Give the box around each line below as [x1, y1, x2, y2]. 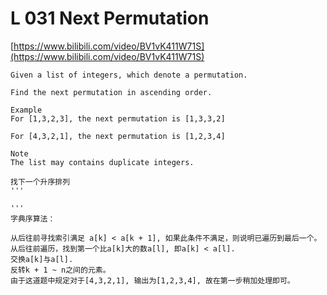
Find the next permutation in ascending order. [10, 87, 213, 97]
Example [10, 105, 43, 115]
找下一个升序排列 [10, 177, 71, 187]
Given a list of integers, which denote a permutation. [10, 70, 248, 80]
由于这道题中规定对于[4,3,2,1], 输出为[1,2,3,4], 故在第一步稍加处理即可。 [10, 275, 295, 286]
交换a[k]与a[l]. [10, 254, 74, 264]
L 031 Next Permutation [10, 7, 210, 30]
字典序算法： [10, 213, 56, 224]
